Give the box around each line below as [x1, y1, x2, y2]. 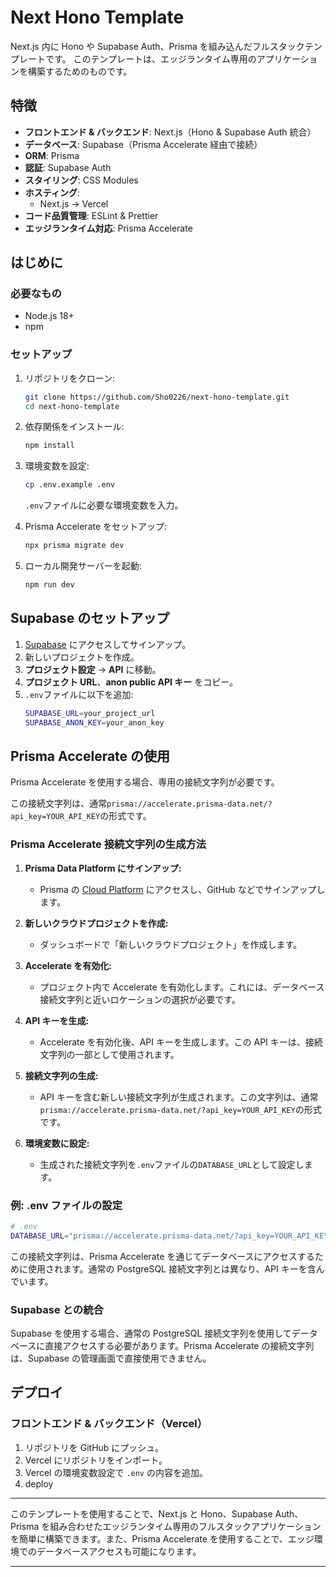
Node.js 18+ [24, 310, 75, 322]
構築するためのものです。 [27, 65, 133, 77]
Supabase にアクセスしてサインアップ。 [24, 638, 192, 650]
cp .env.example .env [24, 480, 115, 490]
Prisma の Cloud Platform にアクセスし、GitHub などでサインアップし [39, 883, 326, 895]
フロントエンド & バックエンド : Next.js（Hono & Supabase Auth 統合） [24, 126, 317, 138]
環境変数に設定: [24, 1137, 90, 1149]
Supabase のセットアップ [10, 610, 170, 627]
